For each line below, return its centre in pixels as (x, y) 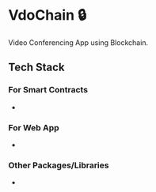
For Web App (34, 127)
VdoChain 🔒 (48, 15)
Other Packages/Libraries (59, 165)
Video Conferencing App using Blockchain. (78, 42)
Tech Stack (36, 68)
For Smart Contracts (48, 90)
